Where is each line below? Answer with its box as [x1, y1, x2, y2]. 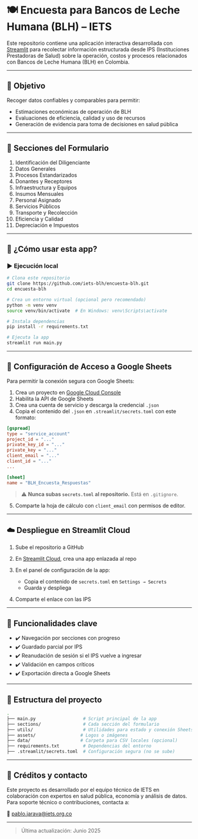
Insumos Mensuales [15, 190, 64, 197]
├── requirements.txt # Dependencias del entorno [6, 743, 152, 749]
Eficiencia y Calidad [15, 215, 63, 222]
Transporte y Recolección [15, 209, 78, 216]
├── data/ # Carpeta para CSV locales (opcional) [6, 738, 178, 743]
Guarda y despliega [24, 584, 72, 591]
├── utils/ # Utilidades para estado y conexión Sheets [6, 726, 194, 733]
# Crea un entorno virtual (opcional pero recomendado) [6, 297, 146, 302]
